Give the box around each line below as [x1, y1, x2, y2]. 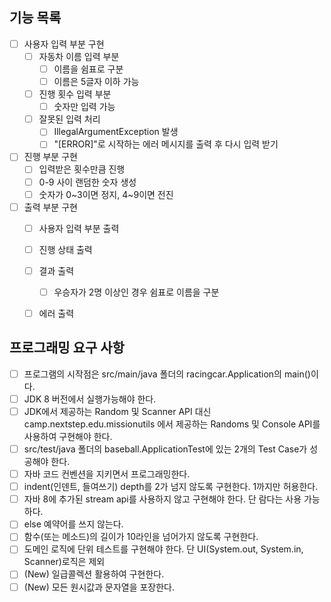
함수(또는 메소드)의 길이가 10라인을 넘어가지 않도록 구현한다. [23, 531, 259, 543]
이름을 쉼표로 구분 [53, 63, 124, 75]
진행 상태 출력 [38, 243, 93, 255]
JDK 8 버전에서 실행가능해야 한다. [23, 393, 157, 405]
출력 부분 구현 [23, 201, 78, 213]
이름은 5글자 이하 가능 [53, 76, 140, 87]
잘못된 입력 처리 [38, 113, 101, 125]
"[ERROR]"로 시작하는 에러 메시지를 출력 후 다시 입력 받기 [53, 138, 279, 150]
